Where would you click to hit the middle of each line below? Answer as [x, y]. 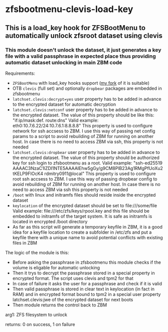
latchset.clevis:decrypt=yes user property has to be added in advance [87, 99]
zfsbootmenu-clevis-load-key [69, 9]
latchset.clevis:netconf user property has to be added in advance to [85, 109]
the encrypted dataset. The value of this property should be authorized [86, 157]
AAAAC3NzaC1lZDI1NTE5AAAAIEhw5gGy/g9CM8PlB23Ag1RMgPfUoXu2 [88, 168]
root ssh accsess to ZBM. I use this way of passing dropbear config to [85, 179]
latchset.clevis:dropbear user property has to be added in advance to [86, 152]
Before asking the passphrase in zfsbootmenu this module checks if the [87, 262]
